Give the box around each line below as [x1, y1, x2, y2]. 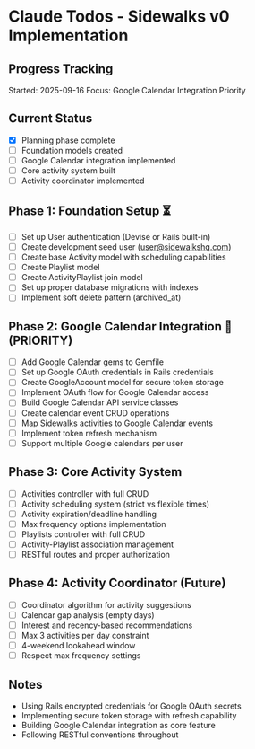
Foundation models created [21, 145, 123, 155]
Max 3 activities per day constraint [21, 630, 149, 640]
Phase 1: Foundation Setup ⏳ [8, 203, 172, 218]
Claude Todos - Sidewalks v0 [8, 6, 230, 27]
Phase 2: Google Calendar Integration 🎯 [8, 319, 234, 334]
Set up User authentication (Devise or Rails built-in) [21, 231, 211, 242]
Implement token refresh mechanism [21, 427, 157, 438]
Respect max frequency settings [21, 650, 141, 661]
